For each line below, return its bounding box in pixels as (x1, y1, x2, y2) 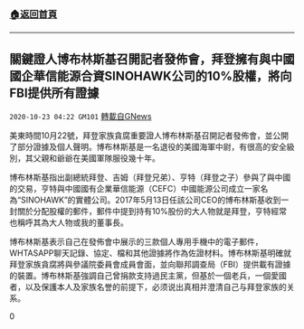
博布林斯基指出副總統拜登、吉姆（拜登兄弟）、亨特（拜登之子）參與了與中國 (9, 172, 291, 183)
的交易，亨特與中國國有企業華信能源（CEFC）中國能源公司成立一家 (9, 183, 261, 194)
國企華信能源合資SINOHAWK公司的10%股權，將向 (9, 68, 292, 83)
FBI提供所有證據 (9, 85, 100, 100)
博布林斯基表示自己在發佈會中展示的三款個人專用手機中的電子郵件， (9, 237, 263, 248)
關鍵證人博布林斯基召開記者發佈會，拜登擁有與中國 (9, 52, 295, 67)
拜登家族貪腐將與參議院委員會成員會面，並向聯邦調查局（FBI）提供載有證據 (9, 259, 291, 270)
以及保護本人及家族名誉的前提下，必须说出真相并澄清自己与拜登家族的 (24, 282, 287, 293)
